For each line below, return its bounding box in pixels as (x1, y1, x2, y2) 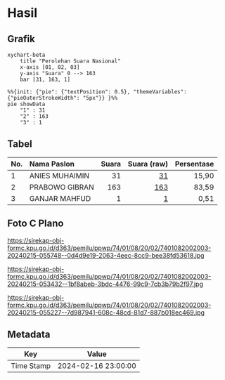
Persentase (174, 159, 214, 169)
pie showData (7, 100, 46, 107)
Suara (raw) (127, 159, 169, 169)
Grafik (7, 33, 35, 45)
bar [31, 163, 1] (20, 76, 71, 83)
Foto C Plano (7, 218, 64, 230)
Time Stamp (11, 361, 51, 371)
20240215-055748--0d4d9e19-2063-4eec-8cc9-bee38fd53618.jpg (7, 251, 205, 259)
